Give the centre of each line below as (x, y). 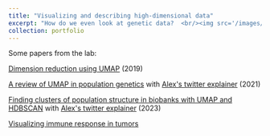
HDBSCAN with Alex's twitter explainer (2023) (85, 108)
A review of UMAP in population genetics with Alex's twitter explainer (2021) (135, 84)
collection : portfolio (46, 30)
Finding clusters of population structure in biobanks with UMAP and (121, 100)
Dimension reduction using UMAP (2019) (76, 69)
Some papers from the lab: (53, 54)
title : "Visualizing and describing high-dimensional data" (111, 16)
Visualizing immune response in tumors (74, 124)
